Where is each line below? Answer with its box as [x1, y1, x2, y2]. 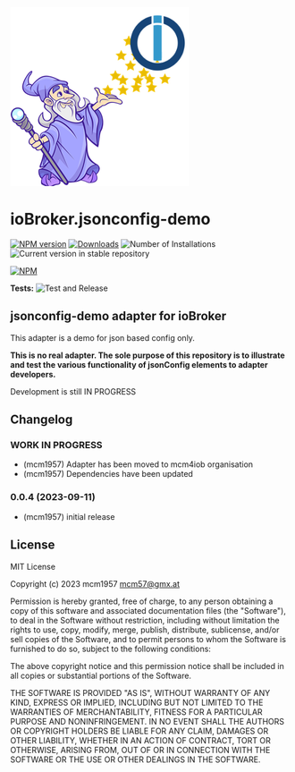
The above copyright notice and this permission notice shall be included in [10, 660, 284, 671]
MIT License [10, 561, 56, 572]
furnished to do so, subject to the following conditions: [10, 643, 211, 654]
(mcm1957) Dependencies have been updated [22, 469, 193, 479]
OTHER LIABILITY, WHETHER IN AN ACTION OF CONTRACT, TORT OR [10, 734, 271, 745]
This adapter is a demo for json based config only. [10, 332, 196, 343]
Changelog [10, 412, 73, 428]
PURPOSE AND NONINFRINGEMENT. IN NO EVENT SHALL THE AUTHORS [10, 716, 285, 726]
